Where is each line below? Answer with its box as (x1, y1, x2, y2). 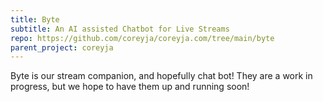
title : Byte (10, 14, 60, 25)
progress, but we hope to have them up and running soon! (10, 81, 250, 93)
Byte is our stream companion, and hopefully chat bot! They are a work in (10, 70, 313, 82)
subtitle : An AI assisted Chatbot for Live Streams (10, 24, 230, 34)
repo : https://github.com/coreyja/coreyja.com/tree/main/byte (10, 33, 275, 43)
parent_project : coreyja (10, 42, 114, 53)
